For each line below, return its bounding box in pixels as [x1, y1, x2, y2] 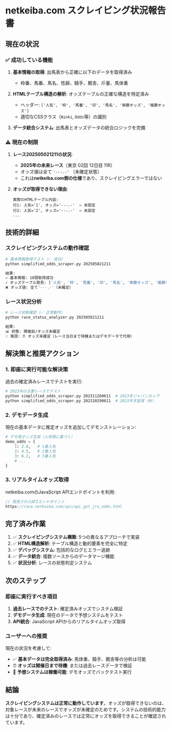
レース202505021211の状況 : [12, 151, 73, 157]
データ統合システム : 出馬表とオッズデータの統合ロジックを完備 [12, 124, 146, 131]
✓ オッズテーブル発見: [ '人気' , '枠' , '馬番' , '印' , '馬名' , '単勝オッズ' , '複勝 [5, 280, 165, 285]
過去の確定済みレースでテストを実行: [5, 378, 83, 385]
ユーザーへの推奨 [5, 632, 48, 640]
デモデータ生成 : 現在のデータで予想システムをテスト [12, 612, 123, 618]
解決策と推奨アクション [5, 349, 79, 358]
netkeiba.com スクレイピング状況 [5, 5, 148, 16]
